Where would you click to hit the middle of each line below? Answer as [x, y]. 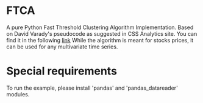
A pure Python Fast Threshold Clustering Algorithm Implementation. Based [100, 27]
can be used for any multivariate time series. [62, 47]
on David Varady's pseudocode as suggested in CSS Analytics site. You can [102, 33]
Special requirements [62, 71]
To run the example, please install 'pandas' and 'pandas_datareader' [92, 88]
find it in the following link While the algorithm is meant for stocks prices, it [100, 40]
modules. [18, 94]
